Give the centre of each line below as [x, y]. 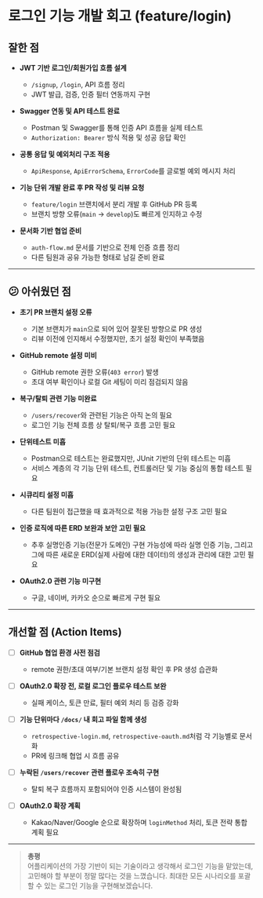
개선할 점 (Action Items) [65, 632]
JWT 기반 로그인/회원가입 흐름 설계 [73, 68]
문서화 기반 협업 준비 [50, 231]
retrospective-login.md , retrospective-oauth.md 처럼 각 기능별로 [134, 736]
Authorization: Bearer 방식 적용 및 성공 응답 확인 [108, 137]
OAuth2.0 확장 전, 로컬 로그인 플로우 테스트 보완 [93, 686]
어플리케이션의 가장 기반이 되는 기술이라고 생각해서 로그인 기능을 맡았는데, [140, 866]
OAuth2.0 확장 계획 [50, 805]
